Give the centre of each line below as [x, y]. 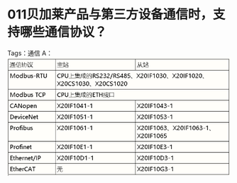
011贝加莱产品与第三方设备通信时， [110, 14]
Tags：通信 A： [30, 53]
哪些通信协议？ [64, 32]
